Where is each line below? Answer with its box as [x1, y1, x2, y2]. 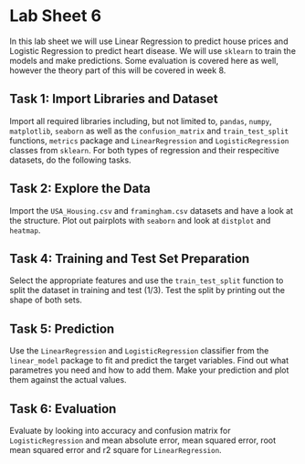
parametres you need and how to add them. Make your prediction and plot [9, 364, 289, 375]
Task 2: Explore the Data [9, 181, 151, 196]
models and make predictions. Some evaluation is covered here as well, [9, 55, 279, 66]
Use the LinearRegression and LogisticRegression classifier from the [9, 345, 269, 356]
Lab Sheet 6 [9, 5, 102, 26]
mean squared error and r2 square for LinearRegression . [9, 445, 222, 455]
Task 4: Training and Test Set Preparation [9, 250, 250, 266]
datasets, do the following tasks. [9, 154, 131, 165]
